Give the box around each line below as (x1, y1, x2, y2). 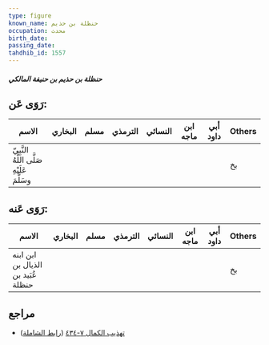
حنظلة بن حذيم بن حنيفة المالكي (8, 74, 102, 83)
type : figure (8, 11, 52, 20)
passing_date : (8, 42, 56, 50)
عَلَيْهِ (12, 164, 27, 176)
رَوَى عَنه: (8, 201, 48, 215)
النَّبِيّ (12, 144, 30, 156)
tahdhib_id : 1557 (8, 49, 66, 57)
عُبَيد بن (12, 270, 38, 281)
